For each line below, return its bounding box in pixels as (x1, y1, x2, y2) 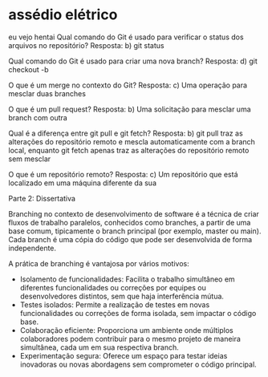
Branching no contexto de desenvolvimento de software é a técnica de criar (8, 209, 259, 218)
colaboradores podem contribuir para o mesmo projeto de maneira (19, 334, 241, 343)
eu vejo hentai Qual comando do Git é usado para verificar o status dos (8, 32, 244, 42)
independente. (8, 243, 57, 253)
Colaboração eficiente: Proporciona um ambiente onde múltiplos (19, 325, 234, 334)
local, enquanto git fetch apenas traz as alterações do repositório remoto (8, 145, 250, 155)
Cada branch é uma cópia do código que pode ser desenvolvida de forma (8, 234, 253, 244)
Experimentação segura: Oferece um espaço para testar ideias (19, 351, 228, 360)
